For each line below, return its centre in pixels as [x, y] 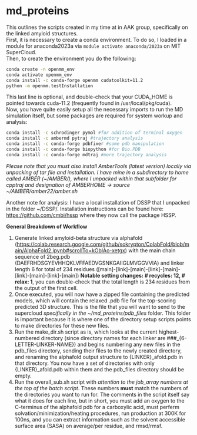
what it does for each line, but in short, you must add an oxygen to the [100, 401]
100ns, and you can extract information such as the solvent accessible [100, 419]
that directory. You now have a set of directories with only [84, 363]
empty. [23, 375]
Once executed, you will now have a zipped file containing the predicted [102, 294]
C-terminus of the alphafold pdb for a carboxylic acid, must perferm [97, 407]
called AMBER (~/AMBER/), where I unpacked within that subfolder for [91, 179]
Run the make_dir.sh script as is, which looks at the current [86, 332]
